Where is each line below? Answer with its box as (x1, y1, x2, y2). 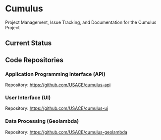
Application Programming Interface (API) (5, 70, 106, 77)
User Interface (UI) (5, 94, 51, 101)
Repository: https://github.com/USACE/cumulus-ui (5, 105, 108, 111)
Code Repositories (5, 55, 63, 64)
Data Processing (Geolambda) (5, 118, 79, 125)
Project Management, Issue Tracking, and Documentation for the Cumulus (5, 19, 157, 25)
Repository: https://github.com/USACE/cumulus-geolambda (5, 129, 128, 135)
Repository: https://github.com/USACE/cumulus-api (5, 82, 111, 88)
